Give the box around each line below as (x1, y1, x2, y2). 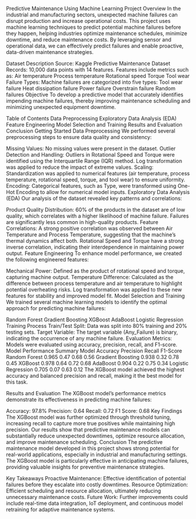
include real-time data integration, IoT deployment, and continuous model (6, 500, 183, 507)
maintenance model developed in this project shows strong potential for (6, 445, 180, 452)
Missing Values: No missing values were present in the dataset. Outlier (6, 145, 176, 152)
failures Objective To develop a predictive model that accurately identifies (6, 91, 184, 98)
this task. (6, 378, 28, 385)
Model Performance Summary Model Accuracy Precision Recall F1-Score (6, 347, 183, 354)
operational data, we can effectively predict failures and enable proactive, (6, 42, 184, 49)
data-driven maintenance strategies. (6, 49, 94, 55)
